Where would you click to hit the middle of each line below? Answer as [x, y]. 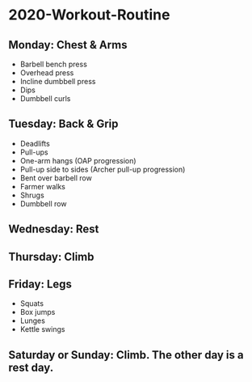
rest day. [31, 367]
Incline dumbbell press [58, 81]
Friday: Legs [40, 284]
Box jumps [38, 312]
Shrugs [32, 195]
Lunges [33, 320]
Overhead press [47, 73]
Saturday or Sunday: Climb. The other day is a [126, 355]
